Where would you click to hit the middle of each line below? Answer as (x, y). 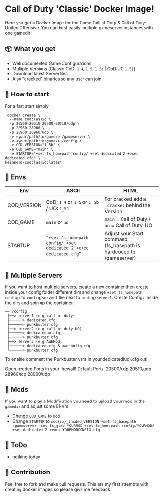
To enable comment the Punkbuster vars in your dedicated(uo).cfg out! (76, 359)
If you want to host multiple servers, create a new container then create (77, 287)
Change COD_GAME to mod (36, 416)
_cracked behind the (128, 205)
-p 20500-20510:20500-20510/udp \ (44, 123)
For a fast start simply (27, 106)
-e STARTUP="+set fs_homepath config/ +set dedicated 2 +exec (74, 154)
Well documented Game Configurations (52, 63)
